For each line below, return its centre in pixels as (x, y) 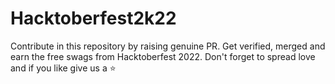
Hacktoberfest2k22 (93, 18)
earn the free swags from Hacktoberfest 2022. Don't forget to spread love (163, 56)
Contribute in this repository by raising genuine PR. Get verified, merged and (168, 46)
